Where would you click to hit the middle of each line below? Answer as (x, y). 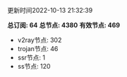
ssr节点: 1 (31, 57)
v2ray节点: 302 (40, 40)
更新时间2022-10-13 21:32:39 (50, 10)
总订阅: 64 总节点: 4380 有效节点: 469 (64, 25)
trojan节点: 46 (38, 49)
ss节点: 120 (34, 66)
